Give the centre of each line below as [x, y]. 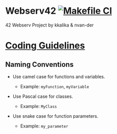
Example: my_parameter [44, 126]
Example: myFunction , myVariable [55, 86]
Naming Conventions [39, 64]
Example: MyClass [38, 106]
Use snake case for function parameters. [55, 116]
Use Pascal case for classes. [43, 96]
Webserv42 [31, 11]
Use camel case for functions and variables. [59, 76]
